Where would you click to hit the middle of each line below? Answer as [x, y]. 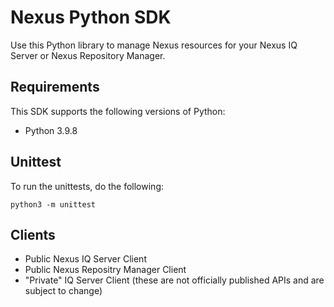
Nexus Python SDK [91, 17]
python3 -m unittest [53, 204]
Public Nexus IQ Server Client [85, 259]
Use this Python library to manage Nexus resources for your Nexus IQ [154, 45]
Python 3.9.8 [51, 130]
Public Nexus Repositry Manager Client [105, 270]
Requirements [55, 87]
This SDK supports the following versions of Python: [118, 111]
